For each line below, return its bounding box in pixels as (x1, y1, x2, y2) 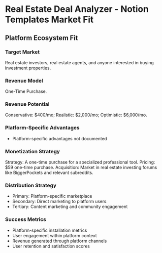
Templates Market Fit (5, 14, 94, 25)
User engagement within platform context (12, 232, 97, 238)
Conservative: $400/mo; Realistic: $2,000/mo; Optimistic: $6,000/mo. (5, 112, 147, 118)
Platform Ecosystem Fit (5, 34, 78, 42)
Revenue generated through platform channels (12, 238, 107, 244)
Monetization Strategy (5, 148, 60, 155)
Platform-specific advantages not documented (12, 135, 107, 141)
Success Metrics (5, 216, 47, 223)
